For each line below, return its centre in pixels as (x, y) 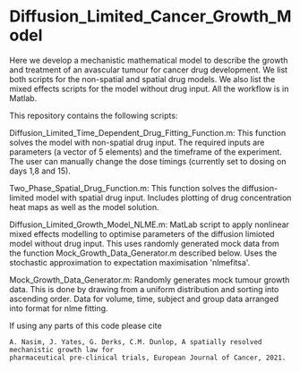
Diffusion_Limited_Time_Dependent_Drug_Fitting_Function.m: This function (148, 132)
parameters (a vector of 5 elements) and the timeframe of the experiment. (146, 152)
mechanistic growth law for (62, 350)
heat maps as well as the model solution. (84, 207)
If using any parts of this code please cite (86, 325)
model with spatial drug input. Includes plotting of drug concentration (163, 198)
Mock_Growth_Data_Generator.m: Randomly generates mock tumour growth (150, 280)
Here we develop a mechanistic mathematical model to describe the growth (149, 60)
